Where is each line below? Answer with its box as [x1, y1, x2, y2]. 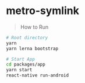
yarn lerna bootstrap [6, 46, 59, 51]
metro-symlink [6, 4, 80, 18]
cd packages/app [6, 61, 45, 68]
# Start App [6, 56, 35, 62]
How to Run [20, 23, 49, 30]
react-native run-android [6, 72, 69, 78]
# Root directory [6, 34, 48, 40]
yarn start [6, 67, 33, 73]
